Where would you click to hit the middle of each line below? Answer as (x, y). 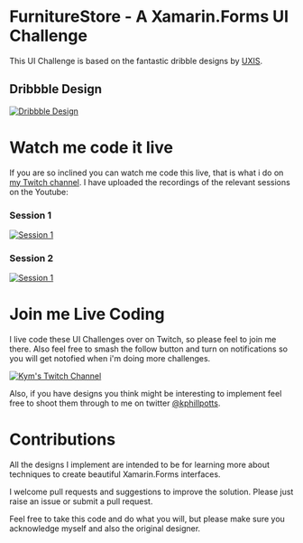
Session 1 (31, 215)
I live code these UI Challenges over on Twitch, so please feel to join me (143, 340)
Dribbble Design (55, 89)
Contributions (62, 440)
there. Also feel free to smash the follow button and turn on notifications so (149, 349)
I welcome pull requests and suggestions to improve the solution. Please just (151, 492)
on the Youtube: (39, 192)
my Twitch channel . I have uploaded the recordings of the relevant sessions (150, 182)
